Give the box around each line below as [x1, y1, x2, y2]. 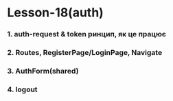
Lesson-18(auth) [7, 5, 104, 21]
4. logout [7, 85, 38, 94]
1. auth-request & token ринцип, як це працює [7, 30, 167, 39]
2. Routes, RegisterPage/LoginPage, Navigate [7, 48, 163, 58]
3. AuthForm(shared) [7, 66, 79, 76]
